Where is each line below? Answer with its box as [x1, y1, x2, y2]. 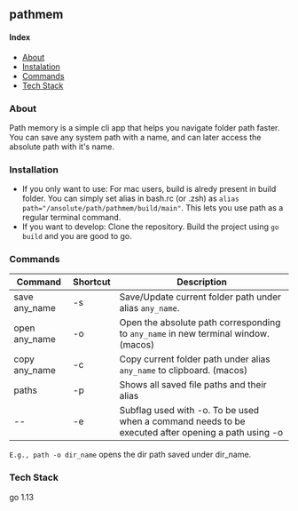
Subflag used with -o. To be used [119, 404, 260, 417]
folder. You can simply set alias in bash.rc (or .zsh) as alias [21, 193, 239, 204]
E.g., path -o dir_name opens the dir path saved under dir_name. [9, 449, 252, 460]
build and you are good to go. [21, 231, 133, 242]
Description [176, 275, 228, 288]
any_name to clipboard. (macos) [119, 364, 248, 377]
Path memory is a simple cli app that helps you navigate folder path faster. [9, 122, 280, 132]
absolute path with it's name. [9, 141, 115, 152]
